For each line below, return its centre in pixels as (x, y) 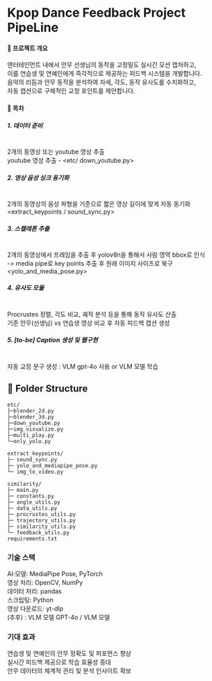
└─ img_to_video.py (35, 472)
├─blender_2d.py (31, 411)
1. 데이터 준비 (25, 125)
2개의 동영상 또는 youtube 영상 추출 (56, 152)
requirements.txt (32, 538)
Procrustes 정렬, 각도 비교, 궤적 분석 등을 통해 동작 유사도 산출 (92, 314)
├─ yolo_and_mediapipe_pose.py (52, 465)
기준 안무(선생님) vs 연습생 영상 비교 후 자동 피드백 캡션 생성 (89, 323)
